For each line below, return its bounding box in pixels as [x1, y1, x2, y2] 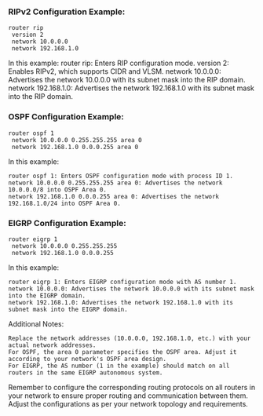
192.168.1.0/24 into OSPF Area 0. [8, 199, 122, 207]
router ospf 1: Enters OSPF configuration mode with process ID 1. [8, 172, 234, 180]
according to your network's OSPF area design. [8, 355, 167, 363]
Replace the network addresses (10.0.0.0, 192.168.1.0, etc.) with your [8, 334, 251, 342]
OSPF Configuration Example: [8, 111, 124, 122]
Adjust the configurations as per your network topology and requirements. [8, 399, 249, 408]
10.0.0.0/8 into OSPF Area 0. [8, 185, 108, 194]
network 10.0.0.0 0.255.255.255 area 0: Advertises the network [8, 179, 223, 187]
